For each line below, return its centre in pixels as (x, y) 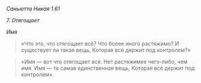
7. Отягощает (23, 20)
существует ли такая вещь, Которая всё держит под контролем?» (106, 50)
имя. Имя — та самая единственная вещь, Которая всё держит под (108, 68)
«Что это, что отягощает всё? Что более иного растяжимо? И (100, 44)
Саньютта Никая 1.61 (33, 9)
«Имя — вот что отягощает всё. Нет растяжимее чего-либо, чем (104, 62)
